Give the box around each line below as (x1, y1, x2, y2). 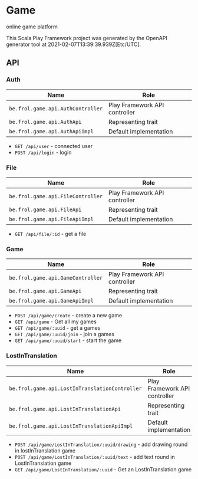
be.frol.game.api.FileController (9, 193, 103, 199)
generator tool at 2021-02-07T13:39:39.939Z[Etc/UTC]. (6, 41, 141, 48)
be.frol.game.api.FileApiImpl (9, 216, 94, 222)
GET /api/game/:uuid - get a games (14, 324, 101, 332)
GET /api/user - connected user (14, 142, 93, 149)
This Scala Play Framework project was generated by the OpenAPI (6, 34, 168, 41)
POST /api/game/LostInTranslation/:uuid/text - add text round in (14, 453, 175, 460)
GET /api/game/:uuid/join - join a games (14, 331, 115, 338)
